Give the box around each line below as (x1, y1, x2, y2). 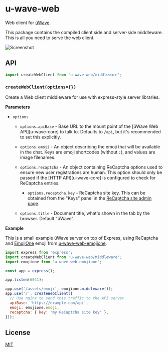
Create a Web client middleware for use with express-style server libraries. (5, 94, 160, 100)
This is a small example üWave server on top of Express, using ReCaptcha (5, 235, 158, 241)
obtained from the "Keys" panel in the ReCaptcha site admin (27, 195, 152, 201)
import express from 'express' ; (5, 250, 73, 255)
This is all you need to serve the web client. (5, 35, 95, 41)
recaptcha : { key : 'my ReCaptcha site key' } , (10, 309, 109, 315)
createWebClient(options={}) (5, 84, 77, 90)
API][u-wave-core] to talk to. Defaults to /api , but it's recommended (20, 128, 161, 134)
